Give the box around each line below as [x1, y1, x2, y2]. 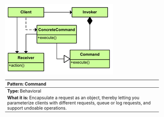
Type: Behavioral [7, 88, 41, 94]
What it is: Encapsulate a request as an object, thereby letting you [7, 95, 140, 100]
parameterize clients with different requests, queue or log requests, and [7, 100, 151, 106]
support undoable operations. [7, 105, 67, 111]
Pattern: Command [7, 81, 46, 87]
